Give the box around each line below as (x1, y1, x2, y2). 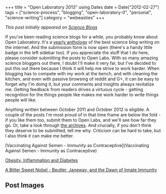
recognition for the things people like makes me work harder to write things (5, 92, 159, 97)
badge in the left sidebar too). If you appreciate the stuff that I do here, (5, 49, 150, 55)
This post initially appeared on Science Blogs (5, 24, 98, 30)
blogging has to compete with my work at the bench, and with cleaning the (5, 71, 158, 76)
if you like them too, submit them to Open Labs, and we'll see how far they (5, 117, 157, 123)
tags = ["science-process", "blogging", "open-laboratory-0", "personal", (5, 9, 152, 15)
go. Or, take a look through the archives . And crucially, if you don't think (5, 122, 152, 128)
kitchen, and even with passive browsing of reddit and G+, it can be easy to (5, 76, 160, 82)
